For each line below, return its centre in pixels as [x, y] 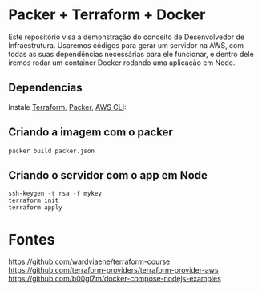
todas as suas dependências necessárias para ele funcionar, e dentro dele [131, 54]
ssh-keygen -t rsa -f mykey [55, 194]
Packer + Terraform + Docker [107, 15]
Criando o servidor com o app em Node [108, 175]
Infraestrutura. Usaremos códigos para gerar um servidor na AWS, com [126, 45]
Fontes [32, 239]
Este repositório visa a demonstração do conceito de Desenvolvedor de [127, 37]
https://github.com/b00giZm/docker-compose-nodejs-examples [115, 279]
